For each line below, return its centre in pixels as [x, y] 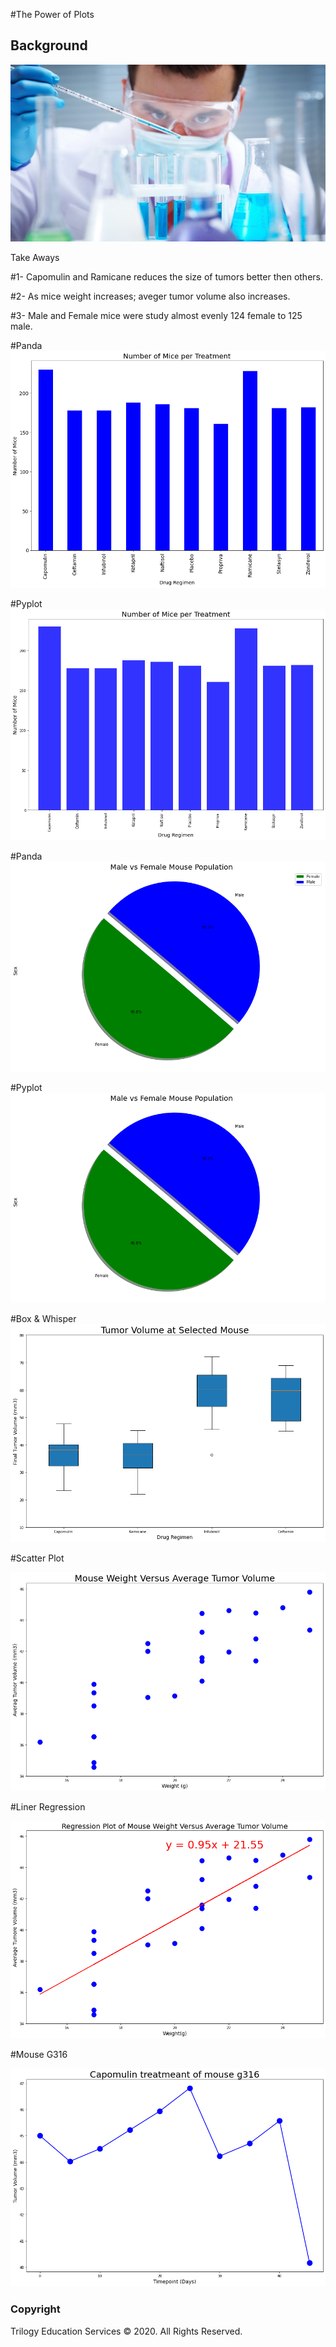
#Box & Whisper [43, 1318]
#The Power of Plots [52, 14]
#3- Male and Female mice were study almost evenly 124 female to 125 [156, 316]
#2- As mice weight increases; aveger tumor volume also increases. [150, 296]
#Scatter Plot [37, 1558]
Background [49, 45]
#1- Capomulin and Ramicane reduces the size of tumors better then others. [166, 277]
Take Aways [35, 258]
